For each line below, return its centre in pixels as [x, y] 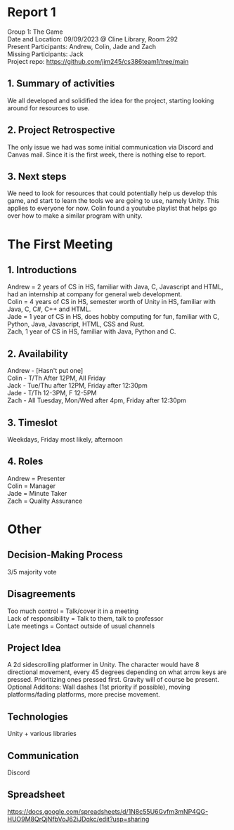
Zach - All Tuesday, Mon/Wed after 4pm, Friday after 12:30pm [97, 400]
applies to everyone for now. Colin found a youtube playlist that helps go [112, 209]
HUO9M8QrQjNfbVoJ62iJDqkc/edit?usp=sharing [78, 819]
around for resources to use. [48, 108]
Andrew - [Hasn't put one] [45, 371]
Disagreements [41, 594]
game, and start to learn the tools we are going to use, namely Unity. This [113, 201]
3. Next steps [37, 176]
